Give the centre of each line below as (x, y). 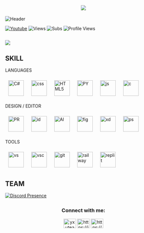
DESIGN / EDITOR (23, 106)
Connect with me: (83, 211)
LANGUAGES (19, 70)
